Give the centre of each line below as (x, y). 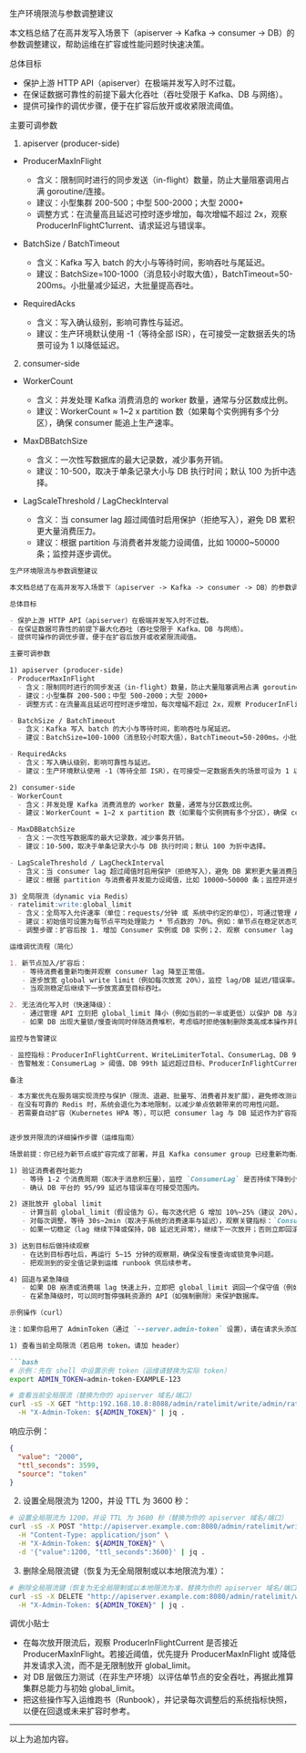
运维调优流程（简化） (43, 947)
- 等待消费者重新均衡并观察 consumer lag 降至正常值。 (115, 971)
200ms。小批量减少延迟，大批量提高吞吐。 (117, 285)
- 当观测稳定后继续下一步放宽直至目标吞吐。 (93, 989)
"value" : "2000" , (51, 1457)
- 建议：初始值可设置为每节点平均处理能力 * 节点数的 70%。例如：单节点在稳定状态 (154, 922)
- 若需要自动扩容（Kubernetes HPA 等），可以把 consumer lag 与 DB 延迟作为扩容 (150, 1114)
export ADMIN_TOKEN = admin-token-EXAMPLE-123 (95, 1379)
